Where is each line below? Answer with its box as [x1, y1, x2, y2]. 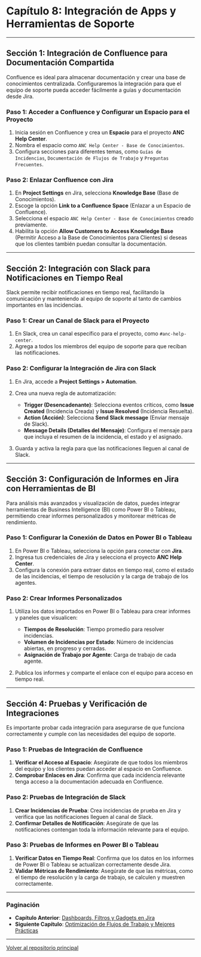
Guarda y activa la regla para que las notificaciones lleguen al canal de [14, 444, 190, 451]
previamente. [14, 221, 48, 229]
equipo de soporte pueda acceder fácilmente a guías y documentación [6, 86, 181, 94]
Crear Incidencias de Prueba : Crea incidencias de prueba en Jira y [14, 806, 181, 814]
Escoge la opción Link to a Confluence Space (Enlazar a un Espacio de [14, 202, 191, 210]
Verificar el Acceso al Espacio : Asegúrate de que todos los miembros [14, 759, 188, 766]
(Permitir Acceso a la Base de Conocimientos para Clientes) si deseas [14, 234, 187, 241]
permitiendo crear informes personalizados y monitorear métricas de [6, 512, 176, 519]
